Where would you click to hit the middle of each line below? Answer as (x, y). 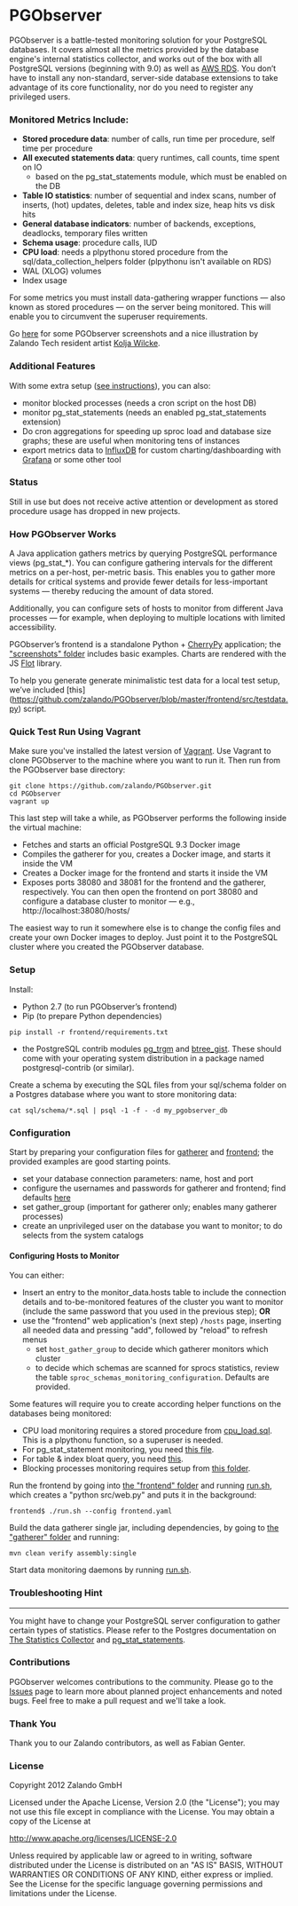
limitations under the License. (63, 1894)
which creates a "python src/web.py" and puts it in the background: (133, 1495)
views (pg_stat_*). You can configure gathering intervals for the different (141, 563)
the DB (47, 186)
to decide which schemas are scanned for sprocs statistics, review (157, 1368)
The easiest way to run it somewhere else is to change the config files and (145, 928)
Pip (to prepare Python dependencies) (92, 1016)
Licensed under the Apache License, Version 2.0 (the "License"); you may (145, 1802)
